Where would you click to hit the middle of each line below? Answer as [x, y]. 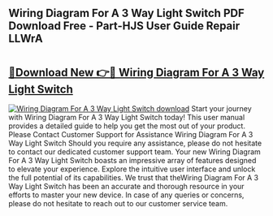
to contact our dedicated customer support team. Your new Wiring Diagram [135, 152]
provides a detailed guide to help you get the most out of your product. [127, 126]
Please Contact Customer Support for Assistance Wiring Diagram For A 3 [131, 134]
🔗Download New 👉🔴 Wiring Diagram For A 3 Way [136, 72]
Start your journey [221, 108]
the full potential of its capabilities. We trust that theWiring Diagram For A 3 [133, 177]
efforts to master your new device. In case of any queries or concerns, [126, 195]
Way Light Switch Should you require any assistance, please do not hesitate [135, 143]
